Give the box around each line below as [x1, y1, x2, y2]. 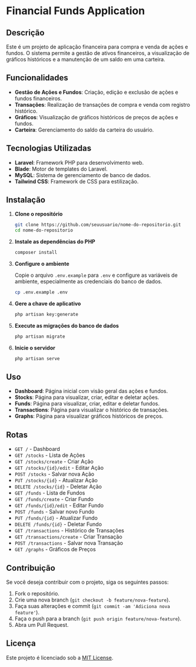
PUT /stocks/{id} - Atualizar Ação [14, 477, 98, 484]
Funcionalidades [6, 73, 69, 83]
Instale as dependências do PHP [14, 238, 95, 246]
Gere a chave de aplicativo [14, 300, 81, 307]
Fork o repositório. [14, 590, 60, 597]
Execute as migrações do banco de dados [14, 322, 119, 329]
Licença [6, 639, 36, 649]
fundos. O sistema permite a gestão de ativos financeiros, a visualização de [6, 50, 190, 57]
